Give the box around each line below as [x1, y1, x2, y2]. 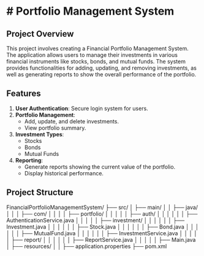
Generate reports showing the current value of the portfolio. [24, 163, 176, 170]
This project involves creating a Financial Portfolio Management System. [6, 45, 189, 52]
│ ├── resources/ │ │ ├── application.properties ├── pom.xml [6, 243, 167, 250]
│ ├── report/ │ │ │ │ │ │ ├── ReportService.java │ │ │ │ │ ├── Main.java [6, 236, 196, 243]
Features [6, 89, 41, 99]
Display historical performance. [24, 169, 104, 177]
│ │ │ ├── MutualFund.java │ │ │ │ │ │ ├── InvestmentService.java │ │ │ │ [6, 229, 198, 236]
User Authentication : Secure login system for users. [15, 104, 148, 112]
